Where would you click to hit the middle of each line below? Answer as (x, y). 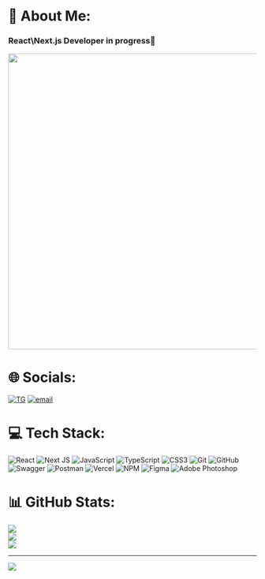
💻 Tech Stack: (57, 433)
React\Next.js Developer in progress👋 (82, 41)
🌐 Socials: (42, 377)
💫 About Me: (50, 16)
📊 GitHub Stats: (62, 502)
